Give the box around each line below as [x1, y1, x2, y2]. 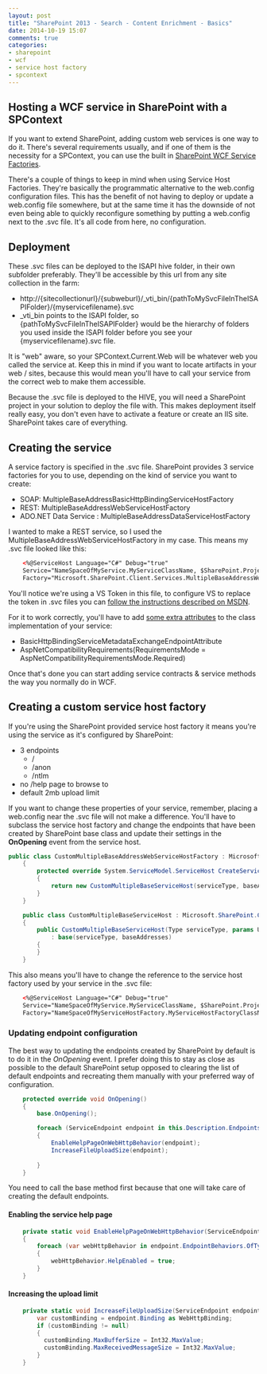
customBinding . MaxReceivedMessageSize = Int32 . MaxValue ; [43, 1344, 237, 1352]
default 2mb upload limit [19, 787, 100, 797]
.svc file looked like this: [8, 544, 87, 554]
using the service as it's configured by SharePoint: [8, 730, 173, 740]
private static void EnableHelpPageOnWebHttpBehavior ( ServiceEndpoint [22, 1227, 261, 1235]
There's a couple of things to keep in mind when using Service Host [8, 175, 230, 184]
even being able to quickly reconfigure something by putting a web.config [8, 209, 250, 218]
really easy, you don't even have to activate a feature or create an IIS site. [8, 410, 249, 419]
